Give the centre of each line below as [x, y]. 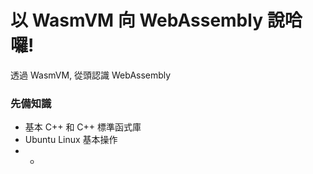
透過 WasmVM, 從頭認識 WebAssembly [91, 75]
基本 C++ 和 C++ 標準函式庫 [83, 127]
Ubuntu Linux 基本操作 [71, 140]
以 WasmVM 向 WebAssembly [137, 20]
